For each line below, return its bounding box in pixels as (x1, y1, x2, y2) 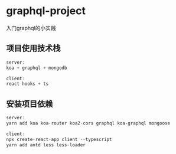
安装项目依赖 (6, 99, 53, 109)
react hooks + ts (6, 81, 49, 87)
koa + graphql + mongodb (6, 65, 67, 71)
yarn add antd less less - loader (6, 142, 86, 148)
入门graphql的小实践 (6, 24, 56, 31)
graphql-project (6, 4, 86, 18)
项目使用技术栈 (6, 43, 61, 54)
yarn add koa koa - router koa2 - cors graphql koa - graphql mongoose (6, 120, 170, 126)
